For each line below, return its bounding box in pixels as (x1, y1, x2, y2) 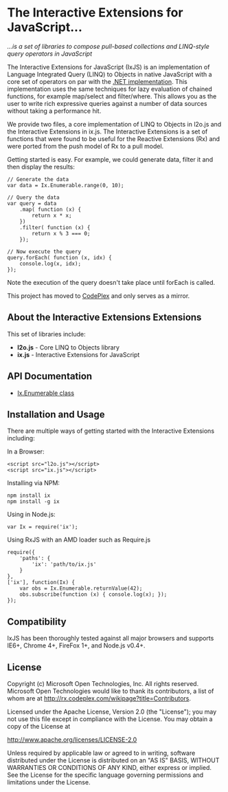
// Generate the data (7, 175, 69, 183)
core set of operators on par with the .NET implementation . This (7, 77, 187, 85)
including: (7, 434, 36, 442)
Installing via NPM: (7, 479, 60, 487)
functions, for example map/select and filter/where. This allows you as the (7, 92, 217, 100)
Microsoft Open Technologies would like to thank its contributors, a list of (7, 687, 214, 695)
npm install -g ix (7, 498, 60, 505)
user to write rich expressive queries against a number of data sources (7, 99, 207, 107)
